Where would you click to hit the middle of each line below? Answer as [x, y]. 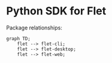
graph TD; [19, 38]
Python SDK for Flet [56, 11]
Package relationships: [34, 28]
